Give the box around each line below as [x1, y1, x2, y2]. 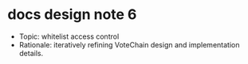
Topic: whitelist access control [18, 32, 120, 41]
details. [18, 48, 44, 58]
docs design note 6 [7, 6, 137, 24]
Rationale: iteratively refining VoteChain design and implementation [18, 40, 240, 49]
